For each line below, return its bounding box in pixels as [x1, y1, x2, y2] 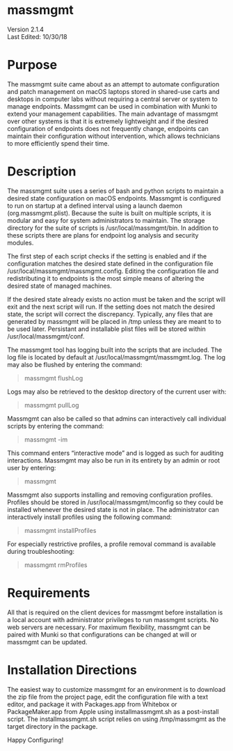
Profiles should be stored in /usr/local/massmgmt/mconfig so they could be [7, 497, 224, 506]
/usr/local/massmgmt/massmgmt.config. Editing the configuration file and [7, 267, 219, 275]
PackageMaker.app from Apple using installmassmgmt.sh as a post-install [7, 707, 219, 715]
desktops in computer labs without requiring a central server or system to [7, 95, 218, 103]
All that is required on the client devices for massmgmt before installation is [7, 608, 223, 617]
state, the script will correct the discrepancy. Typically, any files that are [7, 309, 214, 318]
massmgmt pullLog [24, 401, 79, 409]
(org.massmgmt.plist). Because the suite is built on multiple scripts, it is [7, 208, 211, 217]
